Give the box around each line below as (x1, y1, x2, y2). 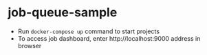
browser (17, 41, 42, 50)
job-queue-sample (8, 5, 118, 20)
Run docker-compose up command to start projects (17, 27, 160, 35)
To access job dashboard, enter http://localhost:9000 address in (17, 34, 201, 42)
